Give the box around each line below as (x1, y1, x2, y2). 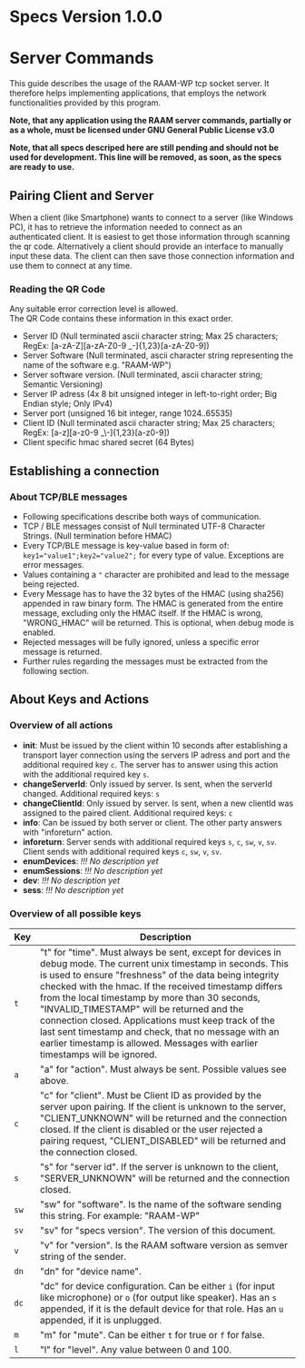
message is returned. (22, 646, 103, 657)
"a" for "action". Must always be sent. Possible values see (39, 1063, 288, 1076)
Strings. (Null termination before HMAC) (22, 530, 172, 541)
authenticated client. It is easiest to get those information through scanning (9, 231, 290, 242)
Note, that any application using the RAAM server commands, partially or (9, 115, 292, 126)
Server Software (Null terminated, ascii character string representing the (22, 350, 293, 361)
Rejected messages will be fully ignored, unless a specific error (22, 636, 261, 647)
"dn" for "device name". (39, 1264, 143, 1277)
